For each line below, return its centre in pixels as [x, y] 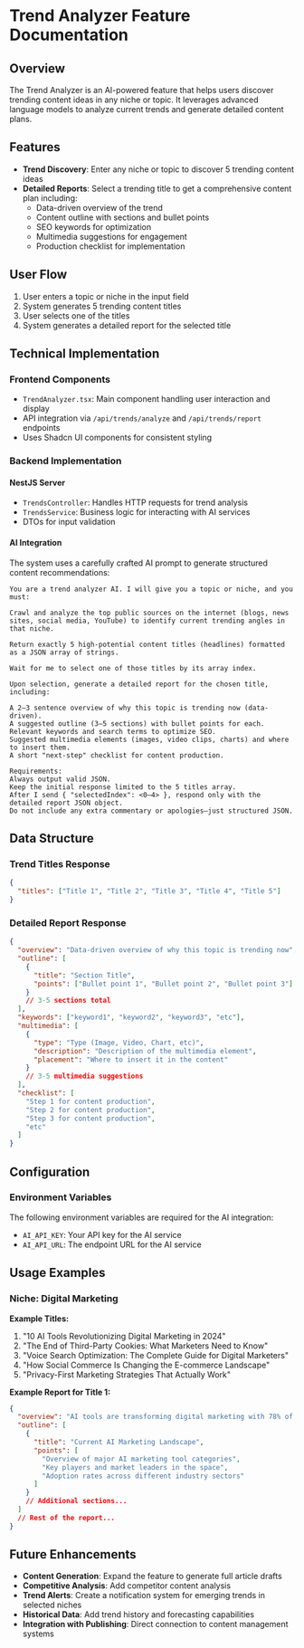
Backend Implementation [66, 461]
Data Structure [52, 838]
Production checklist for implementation [110, 246]
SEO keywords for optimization [94, 226]
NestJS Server [38, 482]
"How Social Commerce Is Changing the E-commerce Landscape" [146, 1365]
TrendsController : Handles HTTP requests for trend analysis [135, 502]
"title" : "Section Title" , [84, 975]
